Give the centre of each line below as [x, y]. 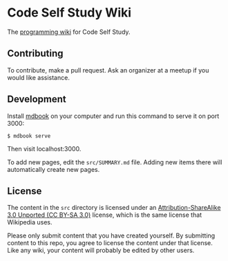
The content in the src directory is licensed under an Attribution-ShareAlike [114, 208]
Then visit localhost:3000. [44, 148]
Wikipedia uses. [30, 222]
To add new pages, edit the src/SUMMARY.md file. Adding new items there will [115, 162]
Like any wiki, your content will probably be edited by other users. [101, 251]
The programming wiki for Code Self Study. [69, 32]
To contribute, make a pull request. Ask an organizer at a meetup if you [108, 70]
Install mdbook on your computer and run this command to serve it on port [113, 116]
